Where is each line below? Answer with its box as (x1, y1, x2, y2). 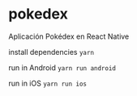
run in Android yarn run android (8, 62, 116, 73)
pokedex (8, 5, 69, 23)
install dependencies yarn (8, 47, 95, 56)
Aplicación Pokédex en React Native (8, 31, 130, 41)
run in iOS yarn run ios (8, 78, 88, 88)
